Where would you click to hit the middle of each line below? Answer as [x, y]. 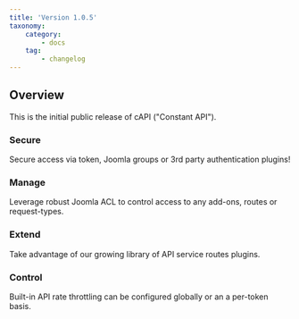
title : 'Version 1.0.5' [54, 17]
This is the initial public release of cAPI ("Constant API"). [113, 116]
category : [44, 34]
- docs [54, 42]
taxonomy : [28, 26]
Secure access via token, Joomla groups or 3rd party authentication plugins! [150, 159]
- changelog [64, 59]
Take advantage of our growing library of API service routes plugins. [135, 254]
